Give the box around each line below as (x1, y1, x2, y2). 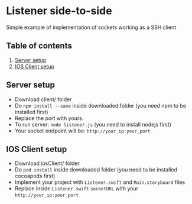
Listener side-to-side (6, 4, 112, 18)
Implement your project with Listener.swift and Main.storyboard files (14, 179, 186, 186)
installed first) (14, 108, 48, 115)
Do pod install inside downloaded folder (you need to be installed (14, 166, 177, 173)
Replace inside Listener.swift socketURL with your (14, 185, 139, 192)
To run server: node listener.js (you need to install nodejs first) (14, 121, 171, 128)
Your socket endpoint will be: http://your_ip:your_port (14, 127, 151, 134)
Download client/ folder (14, 96, 72, 103)
